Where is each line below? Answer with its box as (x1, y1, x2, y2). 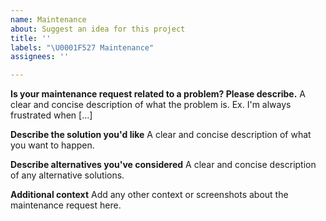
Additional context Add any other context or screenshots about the (10, 189, 289, 201)
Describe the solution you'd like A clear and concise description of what (10, 129, 312, 141)
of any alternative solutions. (10, 169, 125, 181)
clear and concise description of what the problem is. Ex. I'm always (10, 99, 292, 111)
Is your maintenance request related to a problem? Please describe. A (10, 88, 306, 100)
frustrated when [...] (10, 109, 93, 121)
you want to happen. (10, 139, 95, 151)
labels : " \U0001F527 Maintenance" (10, 42, 155, 53)
